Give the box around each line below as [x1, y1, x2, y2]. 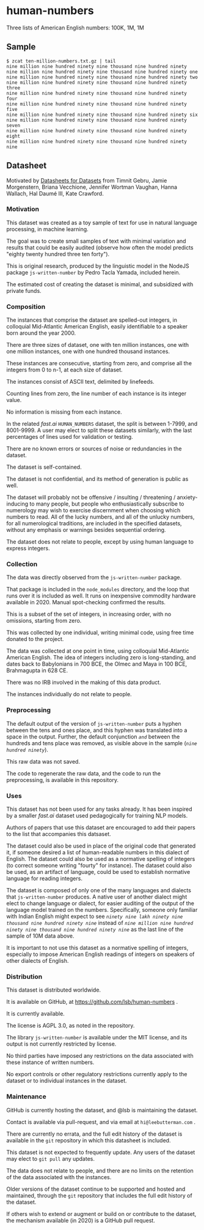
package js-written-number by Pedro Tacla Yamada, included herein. [6, 268, 181, 276]
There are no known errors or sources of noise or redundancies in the [6, 445, 182, 452]
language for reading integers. [6, 875, 82, 883]
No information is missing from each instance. [6, 408, 122, 416]
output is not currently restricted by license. [6, 1040, 117, 1048]
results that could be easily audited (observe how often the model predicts [6, 243, 194, 251]
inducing [6, 500, 29, 507]
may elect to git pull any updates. [6, 1155, 95, 1162]
